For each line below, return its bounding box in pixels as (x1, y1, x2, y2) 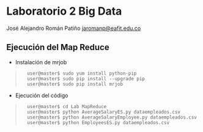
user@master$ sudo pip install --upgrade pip (27, 75, 145, 82)
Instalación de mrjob (15, 58, 67, 65)
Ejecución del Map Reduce (6, 42, 109, 53)
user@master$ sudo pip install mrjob (27, 81, 124, 87)
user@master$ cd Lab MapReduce (27, 103, 107, 109)
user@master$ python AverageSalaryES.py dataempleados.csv (27, 109, 181, 115)
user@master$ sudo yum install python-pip (27, 70, 137, 76)
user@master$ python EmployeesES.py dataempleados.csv (27, 119, 170, 126)
